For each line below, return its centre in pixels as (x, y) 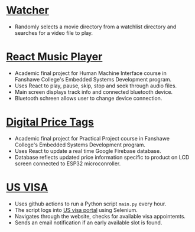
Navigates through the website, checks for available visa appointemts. (100, 216)
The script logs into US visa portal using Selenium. (76, 210)
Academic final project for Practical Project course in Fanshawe (92, 138)
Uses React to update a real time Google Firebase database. (88, 151)
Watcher (27, 10)
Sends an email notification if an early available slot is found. (88, 223)
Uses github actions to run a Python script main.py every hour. (90, 204)
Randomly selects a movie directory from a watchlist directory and (95, 27)
